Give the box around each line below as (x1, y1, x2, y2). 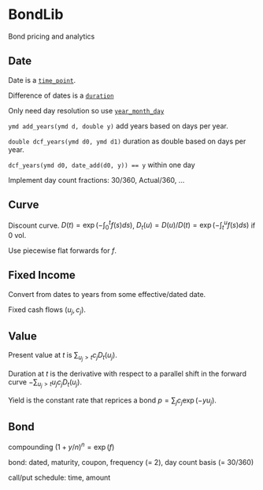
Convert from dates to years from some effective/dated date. (8, 289, 206, 299)
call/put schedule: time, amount (8, 473, 111, 482)
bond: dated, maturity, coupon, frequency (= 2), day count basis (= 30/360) (8, 457, 254, 466)
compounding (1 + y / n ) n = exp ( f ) (8, 441, 115, 451)
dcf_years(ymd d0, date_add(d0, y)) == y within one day (8, 160, 195, 169)
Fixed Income (8, 269, 76, 282)
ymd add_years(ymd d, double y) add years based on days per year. (8, 121, 228, 131)
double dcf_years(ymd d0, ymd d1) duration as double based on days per (8, 136, 246, 146)
